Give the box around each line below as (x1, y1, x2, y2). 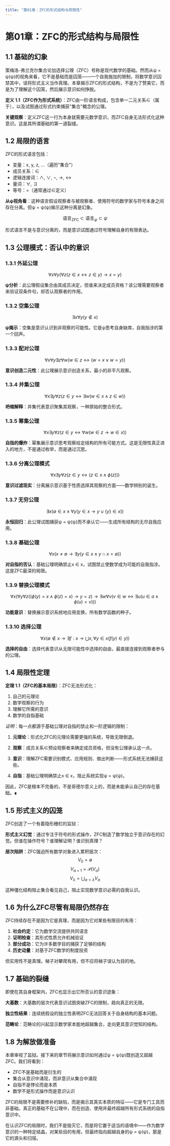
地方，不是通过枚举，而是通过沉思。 (14, 446, 90, 452)
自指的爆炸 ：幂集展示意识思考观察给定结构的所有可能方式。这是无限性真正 (5, 440, 160, 446)
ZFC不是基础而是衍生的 (12, 1069, 62, 1075)
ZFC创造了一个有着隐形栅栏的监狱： (5, 821, 81, 827)
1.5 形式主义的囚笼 (5, 806, 63, 815)
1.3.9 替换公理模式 (5, 581, 50, 588)
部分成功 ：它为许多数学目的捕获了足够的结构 (12, 941, 106, 947)
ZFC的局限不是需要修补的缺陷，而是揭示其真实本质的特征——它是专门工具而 (5, 1099, 165, 1105)
